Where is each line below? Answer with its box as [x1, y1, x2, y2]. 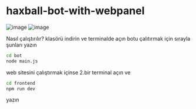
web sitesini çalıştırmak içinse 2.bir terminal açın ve [6, 69, 131, 76]
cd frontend [6, 80, 35, 86]
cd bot [6, 52, 22, 58]
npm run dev [6, 85, 35, 92]
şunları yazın [6, 41, 37, 48]
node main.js [6, 58, 38, 64]
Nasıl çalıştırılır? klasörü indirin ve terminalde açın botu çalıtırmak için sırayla [6, 35, 191, 42]
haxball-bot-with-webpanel [6, 4, 145, 18]
